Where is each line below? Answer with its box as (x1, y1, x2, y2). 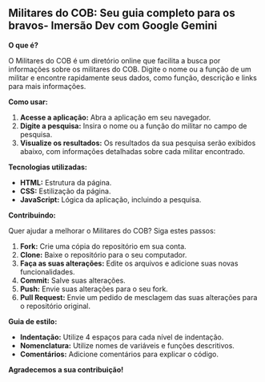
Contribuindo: (8, 210, 56, 220)
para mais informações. (8, 81, 86, 91)
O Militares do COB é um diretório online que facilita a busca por (8, 55, 221, 65)
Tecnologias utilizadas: (8, 162, 88, 172)
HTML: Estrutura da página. (19, 177, 112, 187)
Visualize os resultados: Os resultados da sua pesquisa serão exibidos (19, 138, 256, 148)
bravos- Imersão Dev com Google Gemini (8, 19, 218, 33)
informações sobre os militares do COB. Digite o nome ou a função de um (8, 64, 252, 74)
